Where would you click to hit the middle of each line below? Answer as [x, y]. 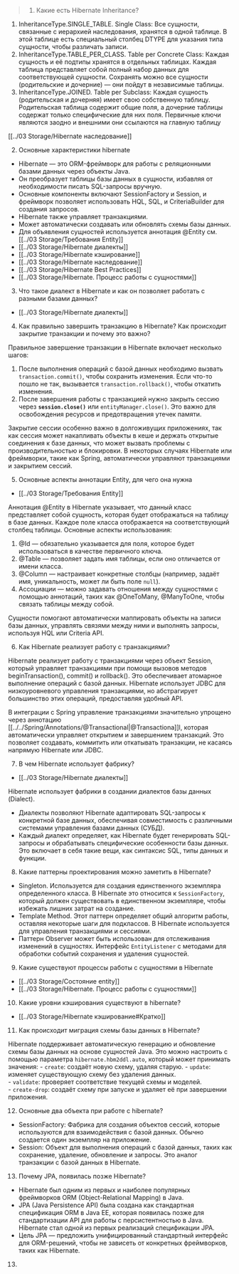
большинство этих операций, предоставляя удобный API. [96, 698]
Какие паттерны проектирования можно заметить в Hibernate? [115, 872]
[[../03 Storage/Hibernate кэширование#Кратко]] [92, 1016]
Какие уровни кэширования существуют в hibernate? [99, 1002]
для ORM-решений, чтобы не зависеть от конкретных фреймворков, [123, 1243]
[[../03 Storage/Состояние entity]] [69, 981]
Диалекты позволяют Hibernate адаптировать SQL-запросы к [112, 813]
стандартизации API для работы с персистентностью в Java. [111, 1220]
